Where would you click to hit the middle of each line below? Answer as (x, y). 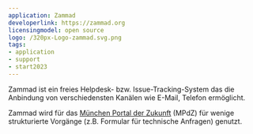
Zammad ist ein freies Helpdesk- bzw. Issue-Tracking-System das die (121, 89)
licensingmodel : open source (56, 30)
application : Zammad (42, 15)
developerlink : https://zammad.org (67, 23)
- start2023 (28, 67)
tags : (17, 45)
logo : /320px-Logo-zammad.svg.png (65, 37)
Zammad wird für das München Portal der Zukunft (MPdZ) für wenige (121, 113)
